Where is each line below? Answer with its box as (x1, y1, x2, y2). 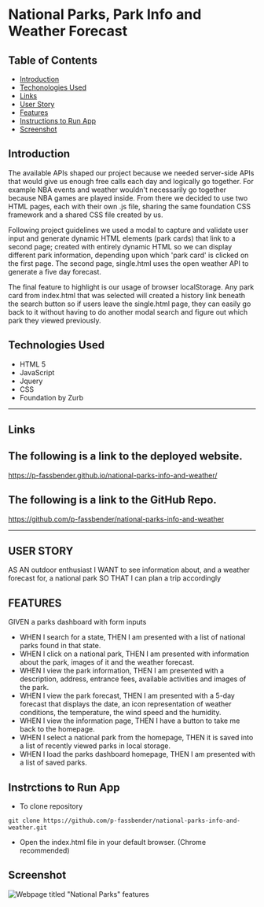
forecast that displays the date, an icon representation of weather (19, 699, 232, 709)
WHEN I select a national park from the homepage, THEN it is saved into (19, 733, 254, 743)
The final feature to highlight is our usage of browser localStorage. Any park (8, 282, 255, 292)
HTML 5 (19, 359, 46, 369)
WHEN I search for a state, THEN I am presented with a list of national (19, 632, 246, 642)
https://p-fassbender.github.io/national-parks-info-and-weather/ (8, 470, 218, 480)
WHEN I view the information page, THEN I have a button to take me (19, 716, 240, 725)
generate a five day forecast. (8, 267, 102, 276)
